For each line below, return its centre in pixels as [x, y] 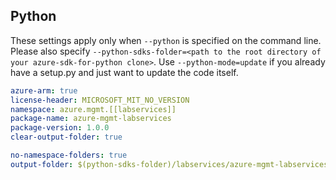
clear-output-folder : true [66, 137]
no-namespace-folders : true [69, 155]
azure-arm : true [44, 90]
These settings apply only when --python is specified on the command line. [166, 40]
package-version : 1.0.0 [60, 128]
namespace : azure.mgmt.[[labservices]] [93, 109]
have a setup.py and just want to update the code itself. [124, 72]
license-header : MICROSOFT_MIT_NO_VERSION [100, 100]
